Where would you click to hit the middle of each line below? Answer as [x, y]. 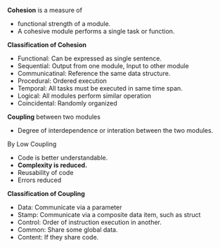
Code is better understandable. [63, 158]
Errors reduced [39, 180]
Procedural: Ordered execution [62, 81]
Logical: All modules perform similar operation [84, 96]
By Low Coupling [32, 144]
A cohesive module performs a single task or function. [96, 31]
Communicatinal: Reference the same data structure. [94, 73]
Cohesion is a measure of [45, 10]
